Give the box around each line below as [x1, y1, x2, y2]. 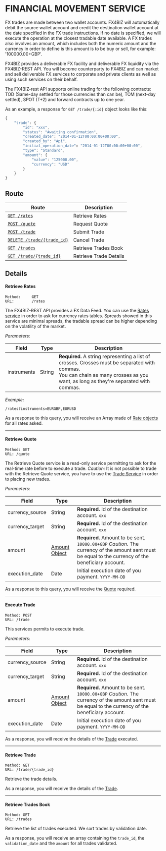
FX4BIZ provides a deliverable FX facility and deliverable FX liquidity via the [5, 60, 159, 66]
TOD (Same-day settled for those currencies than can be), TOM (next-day [5, 91, 156, 97]
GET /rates [7, 213, 33, 219]
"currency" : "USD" [31, 162, 70, 167]
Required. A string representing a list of [58, 353, 151, 360]
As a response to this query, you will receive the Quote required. [5, 586, 136, 592]
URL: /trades [5, 817, 32, 822]
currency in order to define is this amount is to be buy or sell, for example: [5, 46, 156, 52]
